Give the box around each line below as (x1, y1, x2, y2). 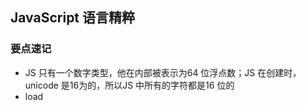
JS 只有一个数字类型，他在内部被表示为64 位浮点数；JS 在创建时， (24, 66, 302, 78)
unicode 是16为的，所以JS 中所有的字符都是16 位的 (24, 79, 235, 91)
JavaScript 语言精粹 (10, 9, 136, 27)
